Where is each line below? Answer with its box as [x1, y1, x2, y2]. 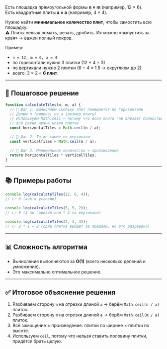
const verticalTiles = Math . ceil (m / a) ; [9, 139, 97, 144]
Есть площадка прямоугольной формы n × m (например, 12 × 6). [5, 4, 143, 10]
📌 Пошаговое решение [5, 89, 79, 97]
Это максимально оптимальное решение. [12, 269, 102, 275]
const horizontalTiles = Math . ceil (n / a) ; [9, 125, 101, 131]
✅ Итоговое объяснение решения [5, 288, 116, 296]
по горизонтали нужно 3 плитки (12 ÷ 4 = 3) [12, 60, 105, 65]
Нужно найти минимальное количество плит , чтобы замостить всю [5, 19, 152, 25]
